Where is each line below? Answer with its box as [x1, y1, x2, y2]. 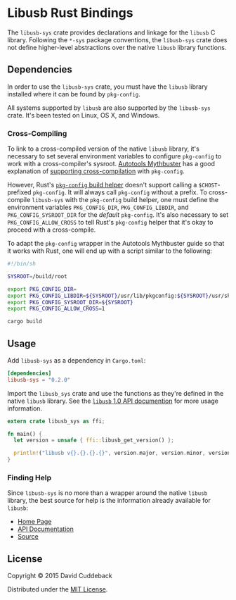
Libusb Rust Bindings [7, 5, 133, 21]
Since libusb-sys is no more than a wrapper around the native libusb [7, 489, 208, 497]
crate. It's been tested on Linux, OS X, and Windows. [7, 111, 160, 119]
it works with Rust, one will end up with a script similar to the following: [7, 246, 213, 255]
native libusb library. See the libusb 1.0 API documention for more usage [7, 396, 219, 405]
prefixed [7, 188, 32, 196]
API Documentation [17, 525, 74, 533]
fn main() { [7, 430, 42, 437]
